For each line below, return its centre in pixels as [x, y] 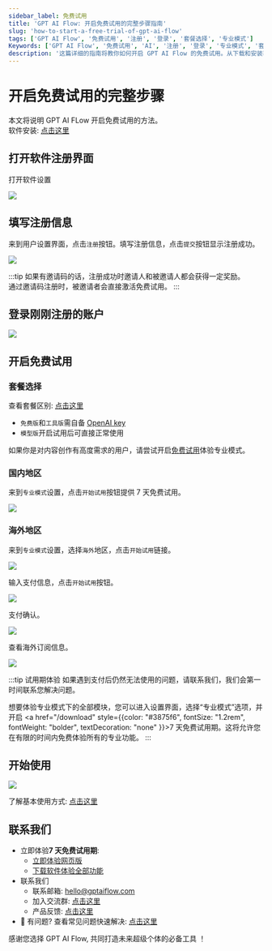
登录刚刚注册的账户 [56, 314]
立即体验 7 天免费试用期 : [59, 850]
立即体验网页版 [57, 861]
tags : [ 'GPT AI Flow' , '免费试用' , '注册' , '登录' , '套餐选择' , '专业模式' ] [131, 39]
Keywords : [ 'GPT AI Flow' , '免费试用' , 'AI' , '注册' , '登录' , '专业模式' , [130, 46]
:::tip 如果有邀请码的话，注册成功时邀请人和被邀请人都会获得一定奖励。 [127, 276]
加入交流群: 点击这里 [66, 902]
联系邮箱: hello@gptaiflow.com [83, 891]
